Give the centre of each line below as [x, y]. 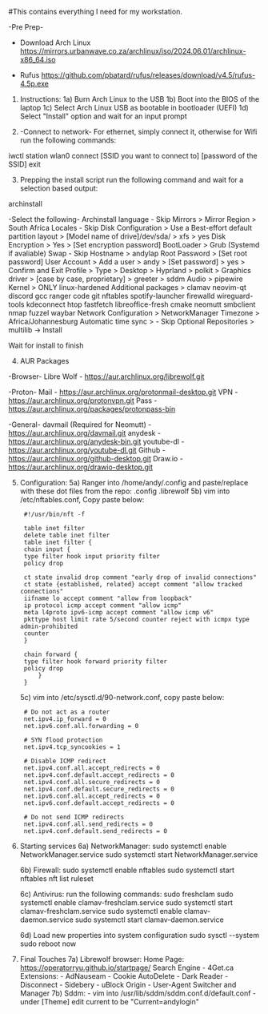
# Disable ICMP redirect [65, 761]
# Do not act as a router [67, 712]
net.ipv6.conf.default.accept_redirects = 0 [99, 803]
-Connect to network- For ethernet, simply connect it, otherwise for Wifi [138, 132]
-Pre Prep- [26, 27]
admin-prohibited [49, 626]
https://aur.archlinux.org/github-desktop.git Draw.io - [96, 459]
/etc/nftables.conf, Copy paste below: [82, 499]
